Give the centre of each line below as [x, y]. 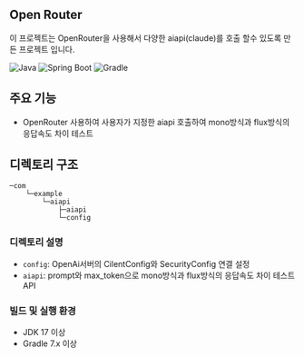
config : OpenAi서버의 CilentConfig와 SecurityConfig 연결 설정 [136, 263]
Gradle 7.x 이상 [49, 343]
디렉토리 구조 [44, 165]
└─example [44, 194]
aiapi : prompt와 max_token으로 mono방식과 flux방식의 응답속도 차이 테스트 [159, 275]
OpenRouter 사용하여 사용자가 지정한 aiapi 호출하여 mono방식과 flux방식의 [156, 122]
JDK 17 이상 [44, 332]
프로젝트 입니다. [47, 49]
